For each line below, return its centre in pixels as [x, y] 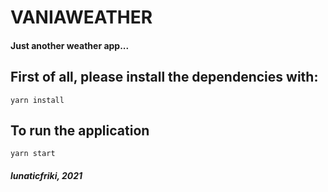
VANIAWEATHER [81, 17]
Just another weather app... [70, 45]
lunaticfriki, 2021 [46, 175]
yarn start [33, 154]
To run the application [80, 130]
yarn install [37, 100]
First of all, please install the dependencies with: [164, 77]
